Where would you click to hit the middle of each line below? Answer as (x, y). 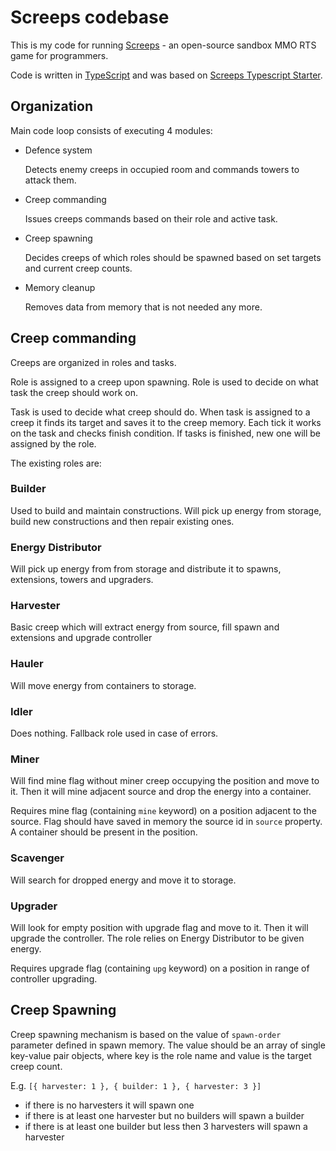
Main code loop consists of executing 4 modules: (111, 130)
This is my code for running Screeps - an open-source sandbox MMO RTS (163, 45)
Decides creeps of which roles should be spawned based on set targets (173, 257)
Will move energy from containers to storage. (103, 685)
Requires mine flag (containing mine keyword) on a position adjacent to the (163, 811)
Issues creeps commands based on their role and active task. (151, 218)
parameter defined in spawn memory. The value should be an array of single (168, 1045)
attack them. (50, 180)
